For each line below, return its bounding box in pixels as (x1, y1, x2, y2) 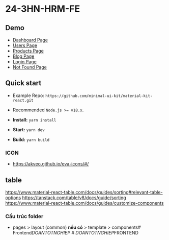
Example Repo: (12, 92, 45, 99)
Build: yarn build (12, 136, 50, 142)
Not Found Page (12, 64, 47, 70)
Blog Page (12, 53, 35, 59)
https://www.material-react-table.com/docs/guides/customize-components (5, 200, 164, 206)
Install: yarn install (12, 116, 57, 123)
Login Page (12, 59, 37, 64)
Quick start (5, 79, 42, 87)
